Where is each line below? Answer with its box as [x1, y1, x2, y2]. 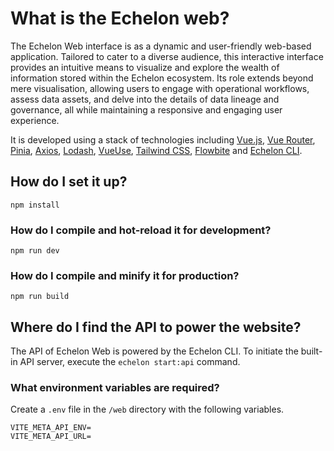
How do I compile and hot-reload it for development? [10, 223, 272, 237]
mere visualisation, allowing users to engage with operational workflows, [10, 82, 310, 94]
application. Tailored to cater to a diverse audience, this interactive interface [10, 50, 324, 62]
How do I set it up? [10, 173, 128, 191]
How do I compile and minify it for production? [10, 268, 240, 282]
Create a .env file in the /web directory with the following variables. [10, 403, 285, 416]
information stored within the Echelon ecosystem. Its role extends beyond [10, 72, 314, 84]
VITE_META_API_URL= [10, 432, 92, 442]
